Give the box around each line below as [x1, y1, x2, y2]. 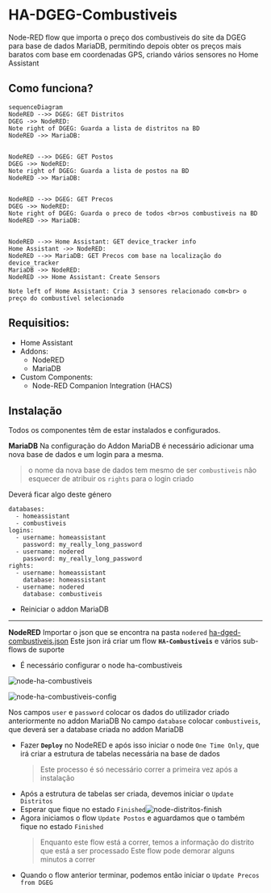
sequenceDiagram [8, 103, 63, 111]
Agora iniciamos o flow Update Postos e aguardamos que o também [19, 813, 245, 823]
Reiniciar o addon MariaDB [19, 604, 109, 614]
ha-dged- [208, 628, 241, 637]
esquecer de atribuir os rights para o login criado [27, 474, 194, 484]
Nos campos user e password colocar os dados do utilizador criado [8, 708, 230, 717]
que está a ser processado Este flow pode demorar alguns [40, 846, 236, 856]
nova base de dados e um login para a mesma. [8, 450, 164, 459]
